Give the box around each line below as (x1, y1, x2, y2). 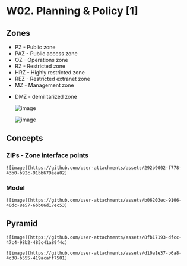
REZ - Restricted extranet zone (14, 76, 90, 82)
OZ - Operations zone (14, 57, 68, 63)
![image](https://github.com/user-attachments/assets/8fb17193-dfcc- (6, 234, 182, 240)
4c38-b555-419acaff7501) (6, 255, 68, 261)
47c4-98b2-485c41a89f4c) (6, 239, 68, 245)
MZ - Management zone (14, 82, 74, 89)
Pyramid (6, 218, 38, 229)
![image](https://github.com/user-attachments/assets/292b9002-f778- (6, 165, 182, 171)
